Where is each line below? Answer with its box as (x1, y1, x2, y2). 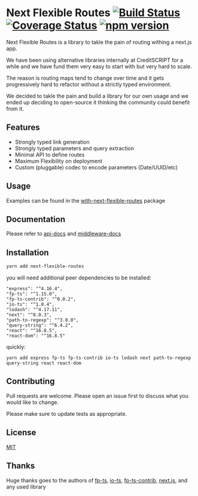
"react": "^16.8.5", (6, 328, 58, 334)
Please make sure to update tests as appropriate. (6, 410, 127, 417)
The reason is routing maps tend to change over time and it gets (6, 74, 165, 81)
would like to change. (6, 398, 59, 406)
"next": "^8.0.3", (6, 312, 52, 318)
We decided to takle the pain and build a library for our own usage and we (6, 92, 188, 99)
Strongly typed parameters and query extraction (14, 144, 135, 152)
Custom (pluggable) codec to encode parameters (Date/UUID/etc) (14, 163, 178, 171)
